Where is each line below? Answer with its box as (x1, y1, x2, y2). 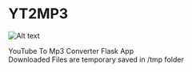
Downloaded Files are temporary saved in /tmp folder (8, 55, 184, 64)
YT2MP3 (8, 5, 69, 23)
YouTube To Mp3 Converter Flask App (8, 46, 134, 55)
